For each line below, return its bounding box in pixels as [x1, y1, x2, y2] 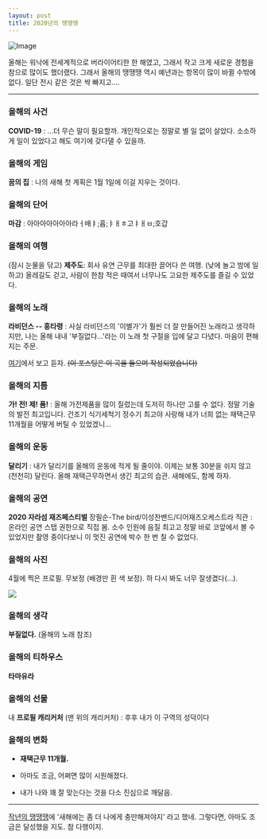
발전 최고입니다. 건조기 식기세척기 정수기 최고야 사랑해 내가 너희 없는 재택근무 [16, 410, 257, 419]
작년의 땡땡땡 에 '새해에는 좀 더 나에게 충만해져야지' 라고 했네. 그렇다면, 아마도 [8, 812, 248, 822]
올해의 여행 [8, 240, 48, 251]
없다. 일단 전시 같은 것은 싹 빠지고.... [8, 77, 121, 87]
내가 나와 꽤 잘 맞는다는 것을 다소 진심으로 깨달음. [19, 788, 172, 798]
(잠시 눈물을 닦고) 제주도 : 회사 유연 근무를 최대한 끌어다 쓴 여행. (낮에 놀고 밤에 [8, 260, 250, 270]
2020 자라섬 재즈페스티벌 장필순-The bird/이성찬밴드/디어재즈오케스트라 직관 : [8, 512, 253, 522]
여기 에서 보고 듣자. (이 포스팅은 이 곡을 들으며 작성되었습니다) [8, 358, 198, 367]
